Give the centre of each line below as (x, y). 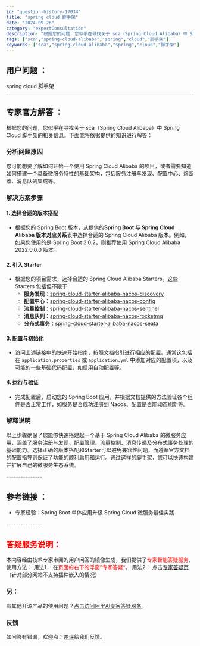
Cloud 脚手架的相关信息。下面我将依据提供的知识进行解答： (79, 135)
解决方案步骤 (25, 198)
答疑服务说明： (34, 544)
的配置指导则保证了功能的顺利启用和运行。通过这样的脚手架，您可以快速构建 (100, 457)
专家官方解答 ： (35, 112)
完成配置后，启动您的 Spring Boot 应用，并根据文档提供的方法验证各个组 (104, 397)
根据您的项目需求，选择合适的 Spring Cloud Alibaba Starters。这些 (96, 279)
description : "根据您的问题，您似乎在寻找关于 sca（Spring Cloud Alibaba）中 (97, 34)
